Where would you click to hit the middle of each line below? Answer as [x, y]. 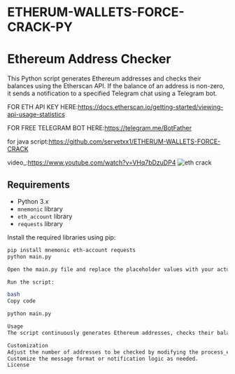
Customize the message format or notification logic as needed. [103, 359]
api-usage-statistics [36, 115]
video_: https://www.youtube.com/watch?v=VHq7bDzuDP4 [92, 162]
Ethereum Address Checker [89, 59]
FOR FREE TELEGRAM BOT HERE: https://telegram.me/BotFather [100, 128]
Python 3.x [33, 201]
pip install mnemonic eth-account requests [72, 250]
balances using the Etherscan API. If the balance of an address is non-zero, [116, 86]
